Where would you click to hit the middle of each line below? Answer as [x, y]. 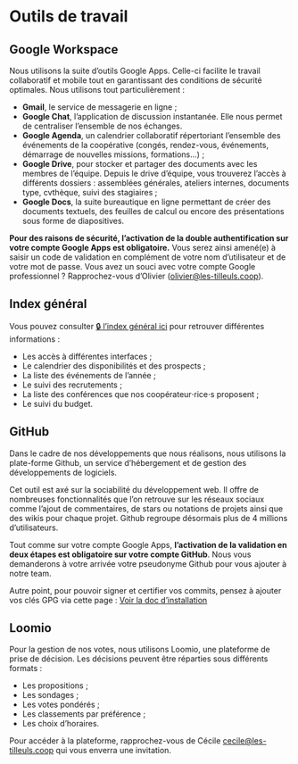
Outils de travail [69, 17]
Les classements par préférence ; [84, 714]
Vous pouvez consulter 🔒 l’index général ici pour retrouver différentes [137, 326]
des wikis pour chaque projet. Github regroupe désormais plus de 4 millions [149, 518]
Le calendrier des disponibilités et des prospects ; [114, 365]
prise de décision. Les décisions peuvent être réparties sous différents [139, 659]
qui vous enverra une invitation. [114, 751]
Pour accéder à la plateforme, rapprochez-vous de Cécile [115, 741]
